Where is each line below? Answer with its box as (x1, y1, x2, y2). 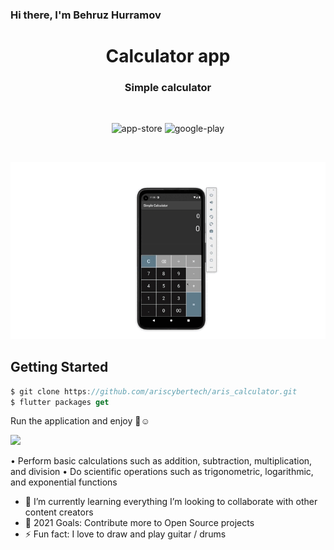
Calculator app (105, 45, 231, 68)
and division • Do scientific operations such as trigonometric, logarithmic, (10, 466, 314, 478)
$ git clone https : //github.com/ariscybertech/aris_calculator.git (10, 386, 298, 397)
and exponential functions (10, 476, 118, 488)
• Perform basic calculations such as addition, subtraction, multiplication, (10, 455, 313, 467)
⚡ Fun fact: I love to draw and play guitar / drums (24, 528, 227, 540)
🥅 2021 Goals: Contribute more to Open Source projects (24, 517, 255, 529)
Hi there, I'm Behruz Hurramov (10, 8, 162, 22)
